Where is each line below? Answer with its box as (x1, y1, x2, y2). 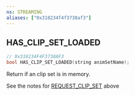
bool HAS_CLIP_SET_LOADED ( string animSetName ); (6, 59, 130, 66)
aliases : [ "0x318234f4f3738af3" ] (6, 15, 92, 21)
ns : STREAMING (6, 9, 43, 15)
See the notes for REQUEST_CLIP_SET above (6, 82, 120, 89)
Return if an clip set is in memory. (6, 70, 90, 78)
